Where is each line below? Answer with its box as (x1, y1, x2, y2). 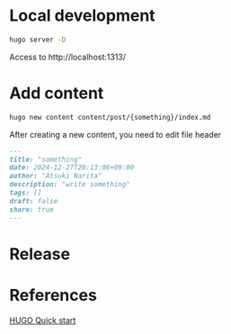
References (9, 284, 97, 305)
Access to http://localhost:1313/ (9, 51, 127, 62)
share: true (9, 204, 54, 214)
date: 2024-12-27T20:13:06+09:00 (9, 163, 135, 172)
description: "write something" (9, 180, 130, 189)
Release (9, 244, 70, 264)
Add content (9, 83, 104, 104)
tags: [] (9, 188, 42, 197)
